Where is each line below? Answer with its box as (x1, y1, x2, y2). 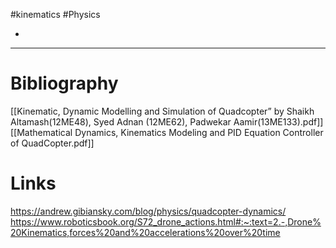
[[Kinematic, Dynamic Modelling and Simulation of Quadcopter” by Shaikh (10, 105, 315, 117)
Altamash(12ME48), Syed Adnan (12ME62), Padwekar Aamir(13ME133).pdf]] (10, 115, 324, 128)
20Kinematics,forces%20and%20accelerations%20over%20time (10, 226, 281, 238)
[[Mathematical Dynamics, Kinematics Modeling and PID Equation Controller (10, 126, 324, 138)
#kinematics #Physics (10, 9, 101, 20)
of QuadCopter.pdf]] (10, 137, 95, 149)
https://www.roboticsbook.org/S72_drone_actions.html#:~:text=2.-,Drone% (10, 215, 322, 228)
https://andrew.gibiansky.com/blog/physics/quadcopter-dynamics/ (10, 205, 287, 217)
